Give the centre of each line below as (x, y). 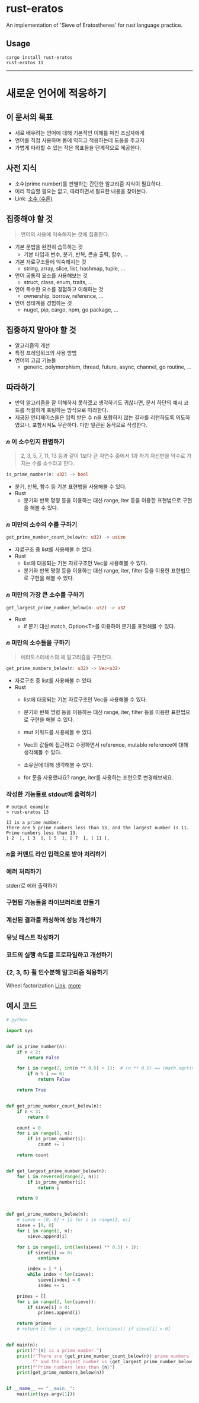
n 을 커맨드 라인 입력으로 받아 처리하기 (56, 854)
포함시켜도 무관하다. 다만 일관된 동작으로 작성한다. (90, 425)
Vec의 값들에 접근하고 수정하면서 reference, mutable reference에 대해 (106, 744)
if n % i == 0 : (46, 1074)
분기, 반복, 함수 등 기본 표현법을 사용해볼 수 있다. (70, 487)
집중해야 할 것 (30, 219)
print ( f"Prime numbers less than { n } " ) (66, 1367)
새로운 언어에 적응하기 (56, 93)
